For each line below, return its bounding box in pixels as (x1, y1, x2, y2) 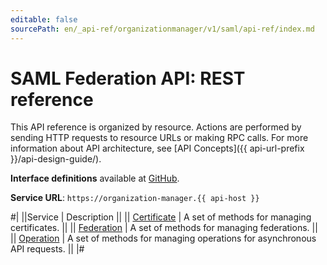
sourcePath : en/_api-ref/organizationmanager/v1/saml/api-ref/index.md (10, 24, 315, 34)
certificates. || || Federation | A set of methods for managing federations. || (10, 222, 318, 234)
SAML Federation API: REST (10, 67, 246, 90)
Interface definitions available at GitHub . (10, 172, 180, 185)
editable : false (10, 14, 78, 25)
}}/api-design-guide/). (10, 153, 102, 165)
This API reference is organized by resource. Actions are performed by (10, 121, 302, 133)
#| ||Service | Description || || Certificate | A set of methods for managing (10, 211, 312, 223)
